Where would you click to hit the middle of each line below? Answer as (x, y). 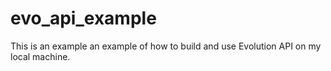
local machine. (40, 56)
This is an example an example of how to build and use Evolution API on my (166, 46)
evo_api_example (83, 18)
